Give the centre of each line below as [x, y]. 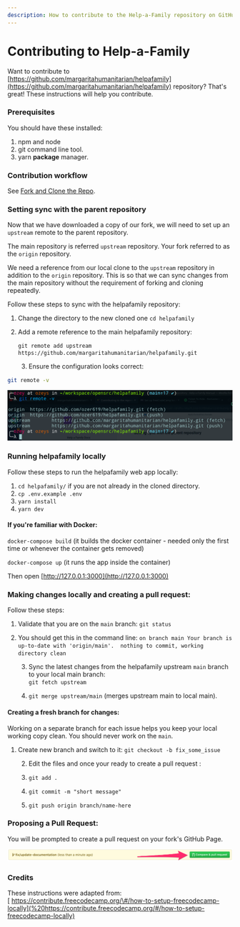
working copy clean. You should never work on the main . [90, 736]
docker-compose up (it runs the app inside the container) [89, 562]
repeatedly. [24, 291]
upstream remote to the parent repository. [68, 233]
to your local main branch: [67, 674]
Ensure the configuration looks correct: [86, 366]
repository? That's [200, 86]
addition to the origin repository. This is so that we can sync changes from [118, 276]
